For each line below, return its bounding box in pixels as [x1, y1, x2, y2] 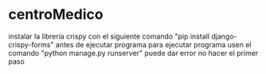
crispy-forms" [8, 39, 54, 49]
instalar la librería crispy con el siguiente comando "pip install [8, 31, 209, 41]
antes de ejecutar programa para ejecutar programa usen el [55, 39, 252, 49]
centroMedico [8, 6, 104, 24]
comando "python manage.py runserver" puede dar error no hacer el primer [8, 48, 259, 57]
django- [210, 31, 237, 41]
